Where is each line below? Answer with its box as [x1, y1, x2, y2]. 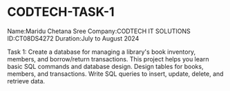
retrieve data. [7, 77, 46, 85]
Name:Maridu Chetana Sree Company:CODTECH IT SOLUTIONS [7, 27, 191, 35]
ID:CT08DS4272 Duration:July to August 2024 [7, 34, 140, 42]
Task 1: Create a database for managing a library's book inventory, [7, 48, 195, 56]
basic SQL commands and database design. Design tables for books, [7, 62, 204, 70]
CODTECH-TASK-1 [7, 4, 115, 20]
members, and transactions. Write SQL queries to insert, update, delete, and [7, 70, 224, 78]
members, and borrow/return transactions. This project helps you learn [7, 54, 209, 63]
